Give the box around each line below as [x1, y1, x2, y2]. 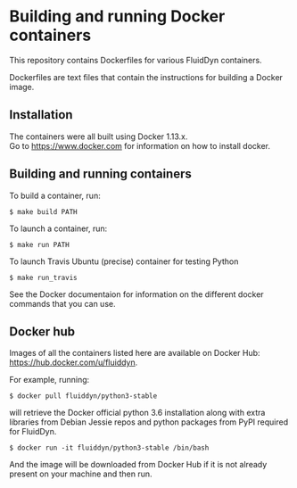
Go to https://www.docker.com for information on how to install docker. [9, 140, 270, 151]
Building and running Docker [9, 6, 226, 27]
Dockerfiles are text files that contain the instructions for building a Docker [9, 71, 284, 82]
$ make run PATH [9, 240, 70, 249]
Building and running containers [9, 167, 192, 182]
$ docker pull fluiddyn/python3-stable [9, 392, 158, 401]
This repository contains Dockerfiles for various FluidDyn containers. [9, 54, 262, 65]
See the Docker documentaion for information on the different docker [9, 288, 265, 300]
